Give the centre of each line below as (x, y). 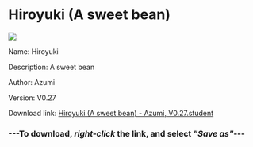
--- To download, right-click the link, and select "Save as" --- (127, 133)
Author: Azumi (32, 82)
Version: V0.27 (33, 98)
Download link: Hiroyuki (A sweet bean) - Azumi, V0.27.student (111, 113)
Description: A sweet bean (52, 67)
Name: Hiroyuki (33, 51)
